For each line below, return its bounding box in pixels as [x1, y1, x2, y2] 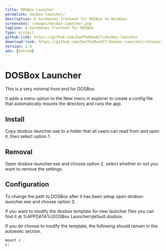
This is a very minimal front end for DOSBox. [5, 86, 95, 92]
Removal [5, 147, 33, 156]
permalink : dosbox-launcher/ [5, 12, 65, 17]
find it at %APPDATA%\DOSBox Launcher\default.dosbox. [5, 213, 124, 219]
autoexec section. [5, 228, 41, 234]
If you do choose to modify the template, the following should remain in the [5, 223, 158, 229]
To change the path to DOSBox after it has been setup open [5, 193, 127, 199]
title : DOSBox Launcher [5, 7, 54, 12]
